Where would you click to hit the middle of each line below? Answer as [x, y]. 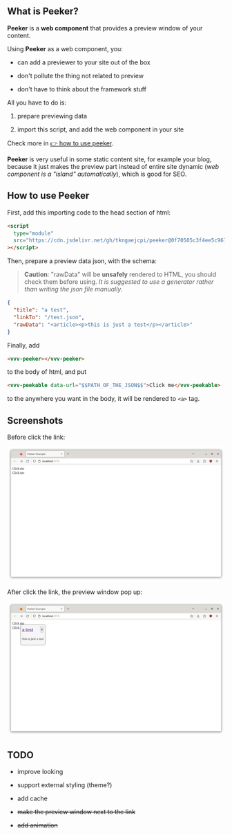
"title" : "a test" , [41, 310]
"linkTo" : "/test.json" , [49, 317]
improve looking [40, 772]
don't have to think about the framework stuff [82, 89]
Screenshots [35, 421]
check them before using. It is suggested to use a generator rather [119, 282]
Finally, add [23, 345]
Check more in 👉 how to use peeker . [60, 143]
